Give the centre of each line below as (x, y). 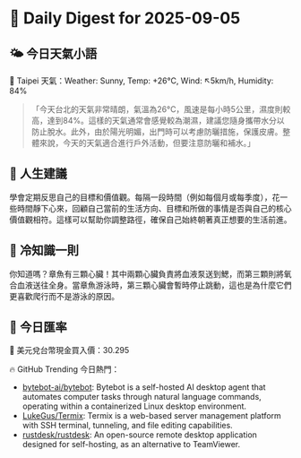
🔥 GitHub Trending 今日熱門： (64, 369)
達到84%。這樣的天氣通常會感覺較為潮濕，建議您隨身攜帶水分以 (166, 121)
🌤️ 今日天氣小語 (53, 53)
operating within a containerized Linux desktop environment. (134, 406)
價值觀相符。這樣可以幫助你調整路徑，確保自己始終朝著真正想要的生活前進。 (150, 220)
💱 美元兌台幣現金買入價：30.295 (69, 350)
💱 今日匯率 (38, 328)
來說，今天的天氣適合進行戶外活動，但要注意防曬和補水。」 (147, 143)
